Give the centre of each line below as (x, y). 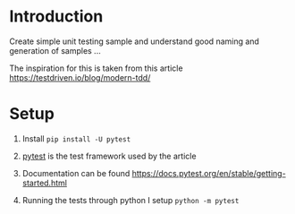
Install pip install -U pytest (76, 138)
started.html (44, 183)
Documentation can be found (76, 173)
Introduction (56, 17)
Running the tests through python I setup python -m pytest (131, 200)
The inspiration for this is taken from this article (96, 68)
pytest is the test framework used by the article (109, 156)
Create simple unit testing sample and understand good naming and (134, 41)
